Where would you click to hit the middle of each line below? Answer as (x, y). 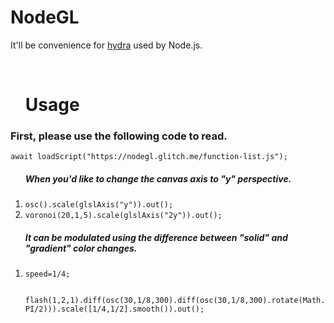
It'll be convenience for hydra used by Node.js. (106, 45)
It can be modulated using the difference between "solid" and (156, 237)
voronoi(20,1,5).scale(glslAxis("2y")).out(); (123, 216)
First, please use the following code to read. (119, 136)
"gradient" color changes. (81, 248)
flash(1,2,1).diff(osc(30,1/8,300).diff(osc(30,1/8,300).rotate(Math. (175, 301)
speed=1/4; (47, 274)
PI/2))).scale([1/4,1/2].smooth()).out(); (114, 309)
